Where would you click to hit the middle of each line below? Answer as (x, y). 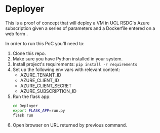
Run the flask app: (31, 96)
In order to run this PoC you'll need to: (45, 43)
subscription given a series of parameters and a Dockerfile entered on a (80, 28)
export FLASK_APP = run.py (39, 110)
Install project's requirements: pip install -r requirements (75, 64)
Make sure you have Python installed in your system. (68, 58)
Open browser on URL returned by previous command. (70, 125)
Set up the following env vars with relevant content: (66, 70)
